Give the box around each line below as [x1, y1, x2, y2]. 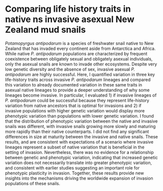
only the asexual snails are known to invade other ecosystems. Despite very [5, 61, 157, 67]
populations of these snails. [5, 180, 60, 186]
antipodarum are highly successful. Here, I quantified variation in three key [5, 71, 155, 77]
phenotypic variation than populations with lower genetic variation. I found [5, 113, 154, 119]
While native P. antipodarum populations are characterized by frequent [5, 50, 147, 57]
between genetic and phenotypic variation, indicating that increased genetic [5, 154, 158, 160]
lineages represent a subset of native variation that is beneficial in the [5, 144, 145, 150]
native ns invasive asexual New [5, 14, 135, 25]
